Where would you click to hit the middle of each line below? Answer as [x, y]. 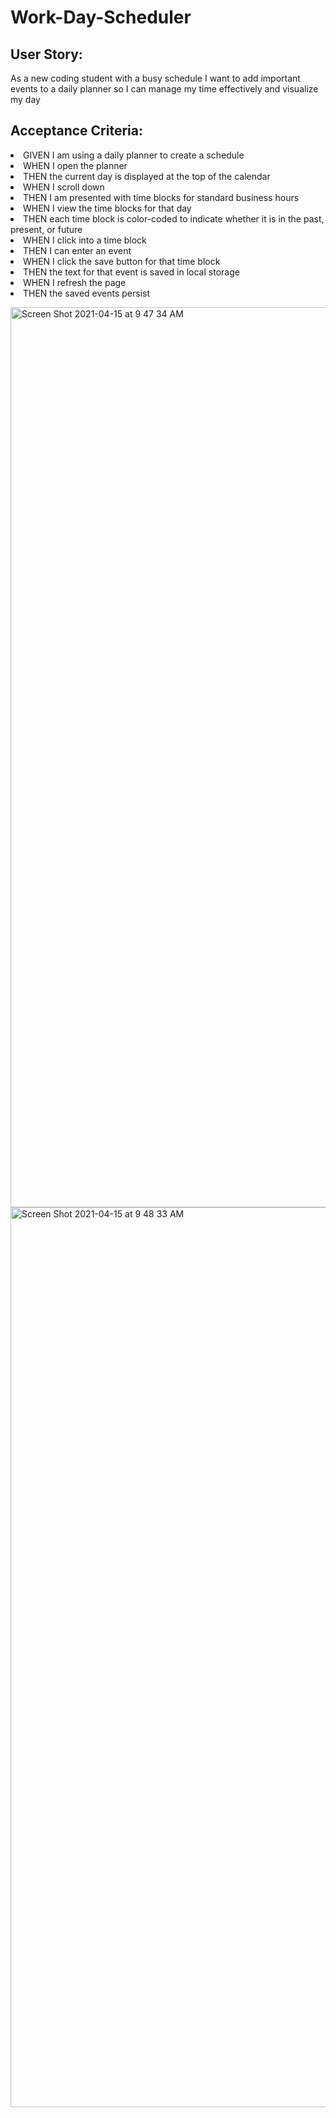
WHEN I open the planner [75, 165]
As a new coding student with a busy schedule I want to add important [155, 78]
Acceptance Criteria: [76, 131]
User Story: [46, 54]
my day [25, 99]
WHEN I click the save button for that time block [122, 261]
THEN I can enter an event [77, 250]
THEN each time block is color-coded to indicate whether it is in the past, [174, 218]
